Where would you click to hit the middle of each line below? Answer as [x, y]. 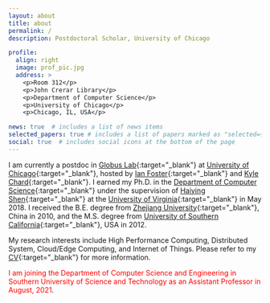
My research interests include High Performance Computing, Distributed [128, 240]
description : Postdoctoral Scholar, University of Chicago [109, 38]
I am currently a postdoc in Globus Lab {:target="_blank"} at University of [129, 165]
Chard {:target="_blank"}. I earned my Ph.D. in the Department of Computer [133, 182]
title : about [30, 23]
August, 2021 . [31, 289]
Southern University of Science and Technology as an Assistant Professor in [135, 281]
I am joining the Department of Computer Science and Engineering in [123, 272]
